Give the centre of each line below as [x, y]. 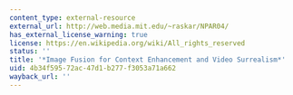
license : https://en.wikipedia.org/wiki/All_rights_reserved [127, 43]
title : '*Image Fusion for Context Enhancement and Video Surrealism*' [147, 60]
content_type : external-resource [73, 18]
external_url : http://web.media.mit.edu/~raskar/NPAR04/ [119, 26]
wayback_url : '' [40, 77]
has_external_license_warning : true [78, 34]
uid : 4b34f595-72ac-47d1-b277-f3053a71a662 [93, 69]
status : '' [30, 52]
